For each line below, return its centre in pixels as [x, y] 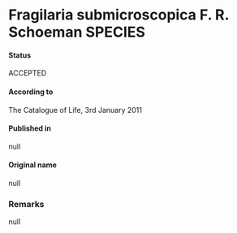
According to [31, 92]
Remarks [26, 204]
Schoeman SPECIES [77, 32]
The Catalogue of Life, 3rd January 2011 [75, 110]
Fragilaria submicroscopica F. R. [119, 15]
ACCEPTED [28, 73]
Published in [30, 128]
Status [20, 55]
